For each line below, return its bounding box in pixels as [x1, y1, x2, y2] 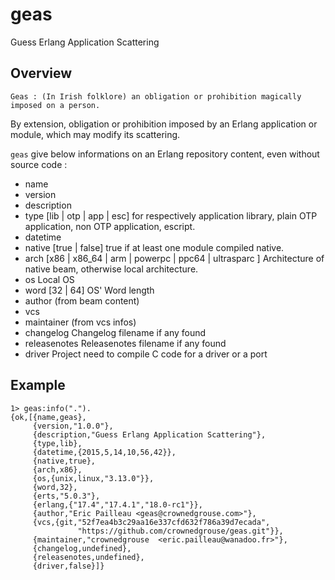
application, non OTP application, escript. [24, 220, 196, 232]
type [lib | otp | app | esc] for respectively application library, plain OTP [24, 209, 318, 222]
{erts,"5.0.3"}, [32, 491, 101, 501]
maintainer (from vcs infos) [24, 316, 137, 328]
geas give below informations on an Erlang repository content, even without [10, 148, 320, 160]
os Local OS [24, 273, 75, 285]
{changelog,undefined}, [32, 543, 132, 553]
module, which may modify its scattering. [10, 128, 181, 140]
